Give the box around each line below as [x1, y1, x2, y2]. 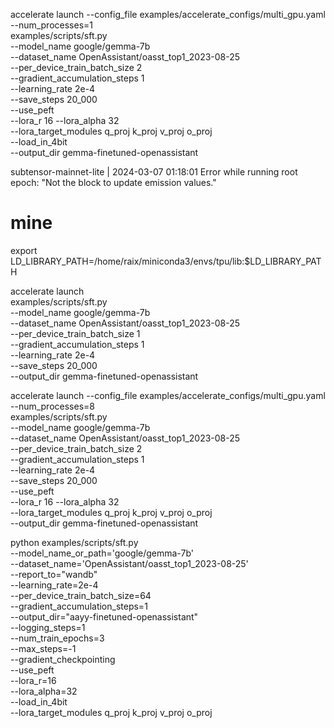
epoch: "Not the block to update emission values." [10, 177, 217, 188]
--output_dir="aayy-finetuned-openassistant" [10, 610, 199, 623]
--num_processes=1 [10, 19, 94, 31]
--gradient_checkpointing [10, 653, 116, 665]
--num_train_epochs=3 [10, 632, 105, 644]
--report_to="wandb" [10, 568, 98, 580]
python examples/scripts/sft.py [10, 536, 139, 548]
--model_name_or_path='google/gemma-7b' [10, 547, 194, 559]
